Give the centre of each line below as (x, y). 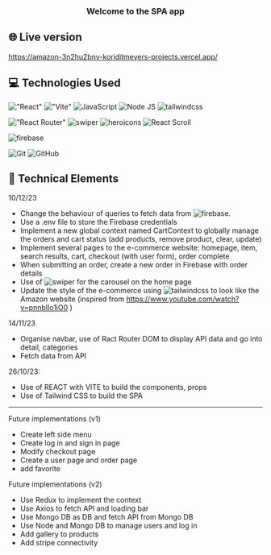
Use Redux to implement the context (81, 500)
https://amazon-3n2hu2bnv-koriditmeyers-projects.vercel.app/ (113, 56)
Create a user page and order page (79, 460)
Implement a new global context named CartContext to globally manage (140, 230)
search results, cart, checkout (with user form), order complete (125, 256)
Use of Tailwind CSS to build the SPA (81, 396)
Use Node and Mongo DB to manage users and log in (108, 526)
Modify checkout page (58, 452)
